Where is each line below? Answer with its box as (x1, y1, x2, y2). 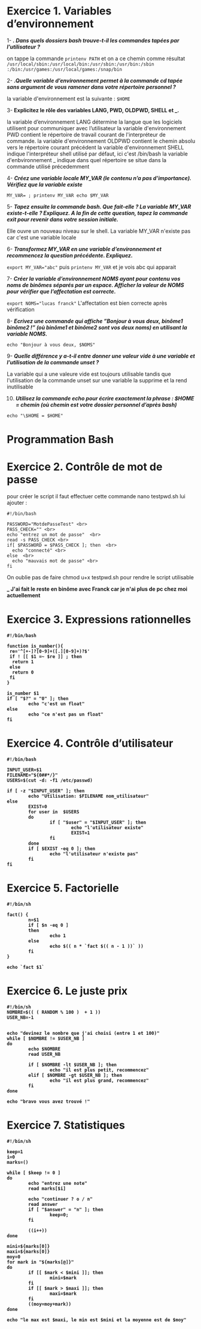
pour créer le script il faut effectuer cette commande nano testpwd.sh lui (7, 493, 186, 500)
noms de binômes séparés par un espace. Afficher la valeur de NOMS (7, 281, 184, 289)
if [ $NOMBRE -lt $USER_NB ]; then (28, 1061, 117, 1068)
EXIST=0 (28, 803, 47, 810)
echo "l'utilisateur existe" (71, 824, 144, 831)
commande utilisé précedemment (7, 163, 90, 170)
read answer (28, 1201, 59, 1207)
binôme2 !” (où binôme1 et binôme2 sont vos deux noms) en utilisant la (7, 324, 187, 331)
